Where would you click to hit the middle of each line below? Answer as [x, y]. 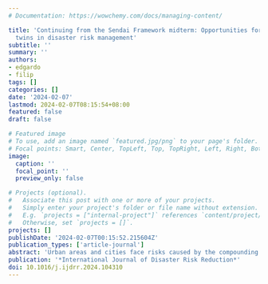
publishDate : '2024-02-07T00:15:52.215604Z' [83, 238]
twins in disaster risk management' [76, 38]
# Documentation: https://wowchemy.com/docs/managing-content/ [116, 16]
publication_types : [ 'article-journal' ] [77, 245]
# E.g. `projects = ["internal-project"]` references [103, 215]
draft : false [30, 120]
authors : [23, 60]
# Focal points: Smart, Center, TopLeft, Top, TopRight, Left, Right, [128, 149]
